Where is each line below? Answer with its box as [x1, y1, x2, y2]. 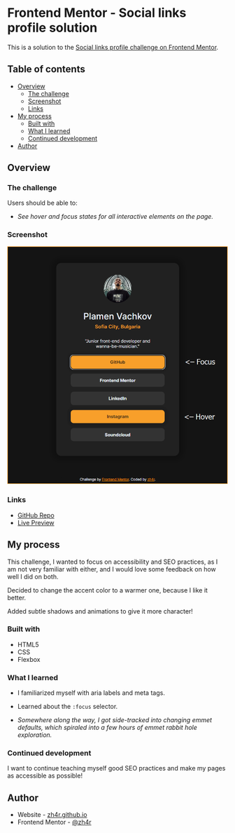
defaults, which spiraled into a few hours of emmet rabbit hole [17, 724, 198, 732]
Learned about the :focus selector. [17, 703, 118, 711]
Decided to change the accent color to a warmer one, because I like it [7, 585, 208, 594]
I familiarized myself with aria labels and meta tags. [17, 689, 166, 697]
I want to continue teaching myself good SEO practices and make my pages [7, 764, 226, 773]
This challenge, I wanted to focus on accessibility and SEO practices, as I [7, 557, 218, 566]
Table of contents [7, 63, 85, 75]
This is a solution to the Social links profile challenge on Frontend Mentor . [7, 43, 219, 51]
